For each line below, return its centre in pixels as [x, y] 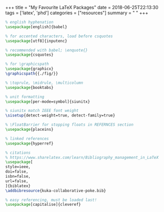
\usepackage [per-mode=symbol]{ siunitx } [48, 102]
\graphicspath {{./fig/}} [32, 74]
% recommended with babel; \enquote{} [46, 50]
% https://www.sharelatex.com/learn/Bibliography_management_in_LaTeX [82, 157]
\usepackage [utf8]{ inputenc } [36, 41]
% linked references [27, 138]
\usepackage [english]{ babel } [36, 27]
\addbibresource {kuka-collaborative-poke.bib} [56, 191]
